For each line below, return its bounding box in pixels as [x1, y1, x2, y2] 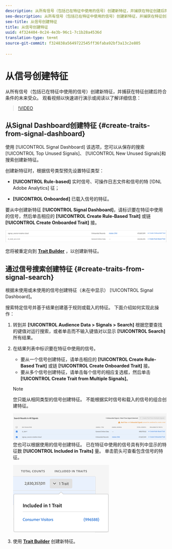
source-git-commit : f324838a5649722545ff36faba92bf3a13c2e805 [5, 41, 141, 46]
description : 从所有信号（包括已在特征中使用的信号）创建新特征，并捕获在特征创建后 [5, 8, 165, 13]
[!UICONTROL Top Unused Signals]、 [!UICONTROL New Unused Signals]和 [5, 150, 166, 156]
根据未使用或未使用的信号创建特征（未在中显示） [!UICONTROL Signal [5, 287, 154, 293]
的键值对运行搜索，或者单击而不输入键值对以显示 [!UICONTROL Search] [12, 328, 165, 334]
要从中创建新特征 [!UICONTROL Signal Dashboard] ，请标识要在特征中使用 [5, 207, 163, 213]
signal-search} [5, 273, 54, 281]
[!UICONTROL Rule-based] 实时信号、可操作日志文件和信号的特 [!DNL [12, 178, 162, 185]
